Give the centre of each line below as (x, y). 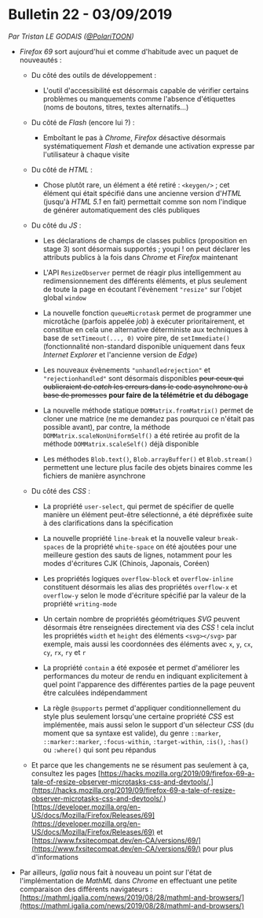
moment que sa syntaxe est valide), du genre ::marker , (132, 733)
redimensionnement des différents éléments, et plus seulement (145, 280)
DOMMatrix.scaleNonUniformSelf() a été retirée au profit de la (141, 435)
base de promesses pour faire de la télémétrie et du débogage (146, 394)
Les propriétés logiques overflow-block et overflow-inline (138, 578)
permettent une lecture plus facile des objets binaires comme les (148, 467)
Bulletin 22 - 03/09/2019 (90, 15)
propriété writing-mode (80, 603)
